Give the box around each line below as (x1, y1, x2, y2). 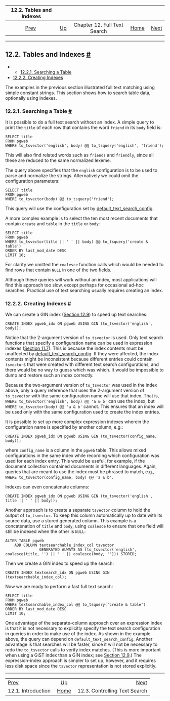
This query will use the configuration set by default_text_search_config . (5, 205, 154, 212)
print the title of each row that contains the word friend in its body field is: (5, 125, 162, 131)
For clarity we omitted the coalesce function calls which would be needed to (5, 262, 164, 268)
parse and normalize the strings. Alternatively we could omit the (5, 173, 139, 179)
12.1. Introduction (8, 687, 51, 694)
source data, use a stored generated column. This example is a (5, 518, 137, 524)
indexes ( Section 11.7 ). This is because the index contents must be (5, 345, 144, 351)
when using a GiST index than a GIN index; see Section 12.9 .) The (5, 652, 142, 658)
